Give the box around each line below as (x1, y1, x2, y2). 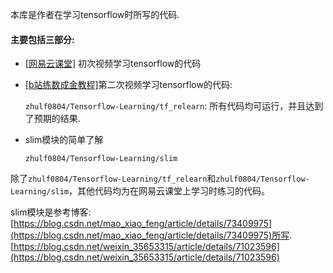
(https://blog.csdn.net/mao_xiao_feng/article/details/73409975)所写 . (10, 229, 293, 242)
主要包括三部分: (10, 33, 75, 45)
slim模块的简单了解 (24, 134, 104, 146)
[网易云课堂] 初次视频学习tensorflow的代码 (24, 58, 202, 70)
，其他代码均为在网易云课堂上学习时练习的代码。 (68, 185, 271, 197)
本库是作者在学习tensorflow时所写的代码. (10, 9, 180, 20)
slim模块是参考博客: (10, 206, 92, 218)
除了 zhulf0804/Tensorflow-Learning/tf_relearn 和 (10, 173, 217, 185)
